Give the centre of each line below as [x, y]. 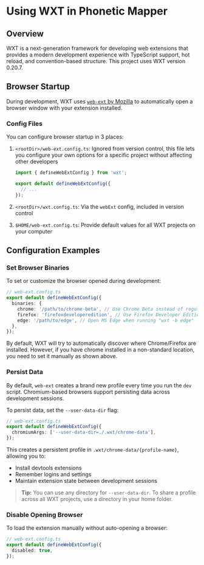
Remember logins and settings [53, 474]
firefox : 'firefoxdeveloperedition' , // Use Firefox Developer [99, 314]
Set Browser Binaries [38, 268]
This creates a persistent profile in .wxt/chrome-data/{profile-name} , [93, 450]
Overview [25, 34]
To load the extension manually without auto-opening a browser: [87, 528]
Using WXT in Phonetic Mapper [87, 11]
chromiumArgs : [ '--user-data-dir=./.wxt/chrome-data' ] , [84, 432]
